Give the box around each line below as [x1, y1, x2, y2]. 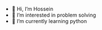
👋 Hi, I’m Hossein [11, 6, 54, 12]
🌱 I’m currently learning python [11, 18, 87, 24]
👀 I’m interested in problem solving [11, 12, 96, 18]
